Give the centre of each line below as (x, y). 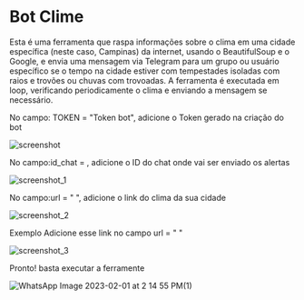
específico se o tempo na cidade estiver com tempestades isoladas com (145, 71)
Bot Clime (47, 17)
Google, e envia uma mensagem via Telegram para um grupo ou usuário (144, 61)
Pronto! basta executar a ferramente (77, 268)
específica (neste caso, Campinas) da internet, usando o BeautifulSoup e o (150, 51)
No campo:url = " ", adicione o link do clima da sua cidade (118, 197)
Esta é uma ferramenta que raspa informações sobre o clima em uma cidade (152, 42)
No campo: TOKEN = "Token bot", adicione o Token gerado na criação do (147, 117)
